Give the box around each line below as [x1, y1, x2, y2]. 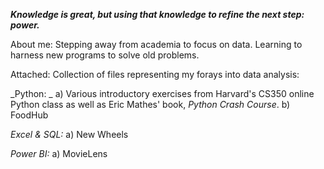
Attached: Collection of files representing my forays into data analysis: [10, 69, 300, 80]
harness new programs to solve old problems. [10, 49, 200, 61]
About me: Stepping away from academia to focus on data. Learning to [10, 39, 303, 50]
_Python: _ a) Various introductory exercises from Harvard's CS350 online [10, 88, 315, 99]
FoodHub [10, 109, 49, 121]
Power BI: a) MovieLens [10, 148, 108, 159]
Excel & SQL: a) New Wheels [10, 129, 129, 140]
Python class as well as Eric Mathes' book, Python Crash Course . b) [10, 99, 291, 110]
